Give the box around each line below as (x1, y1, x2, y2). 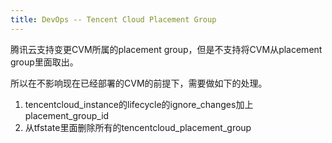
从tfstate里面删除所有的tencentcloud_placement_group (24, 121, 252, 133)
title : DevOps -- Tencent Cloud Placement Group (10, 14, 217, 25)
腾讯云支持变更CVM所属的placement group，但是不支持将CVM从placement (10, 43, 323, 55)
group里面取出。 (10, 56, 79, 68)
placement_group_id (24, 109, 110, 121)
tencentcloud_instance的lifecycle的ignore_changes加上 (24, 98, 254, 110)
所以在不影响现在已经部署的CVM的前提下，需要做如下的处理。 (10, 77, 268, 89)
